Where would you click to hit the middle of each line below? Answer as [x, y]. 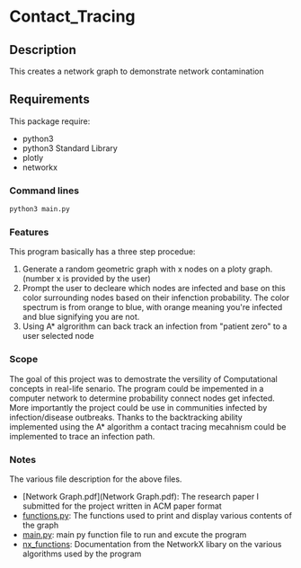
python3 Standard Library [70, 148]
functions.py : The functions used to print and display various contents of [157, 515]
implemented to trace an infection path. [82, 436]
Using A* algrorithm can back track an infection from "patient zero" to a [155, 326]
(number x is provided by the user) [86, 279]
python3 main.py [40, 209]
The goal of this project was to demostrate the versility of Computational [144, 378]
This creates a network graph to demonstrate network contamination [137, 71]
